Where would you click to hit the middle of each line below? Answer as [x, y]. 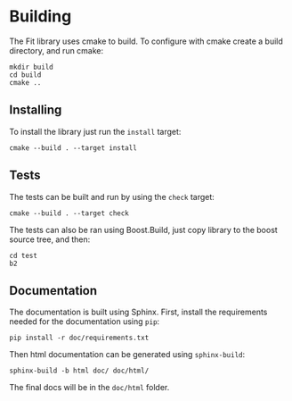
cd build [25, 75]
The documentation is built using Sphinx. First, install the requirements [138, 312]
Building [41, 17]
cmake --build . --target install [73, 148]
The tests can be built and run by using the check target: [112, 196]
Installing [36, 110]
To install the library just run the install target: [95, 131]
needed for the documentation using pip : [85, 322]
